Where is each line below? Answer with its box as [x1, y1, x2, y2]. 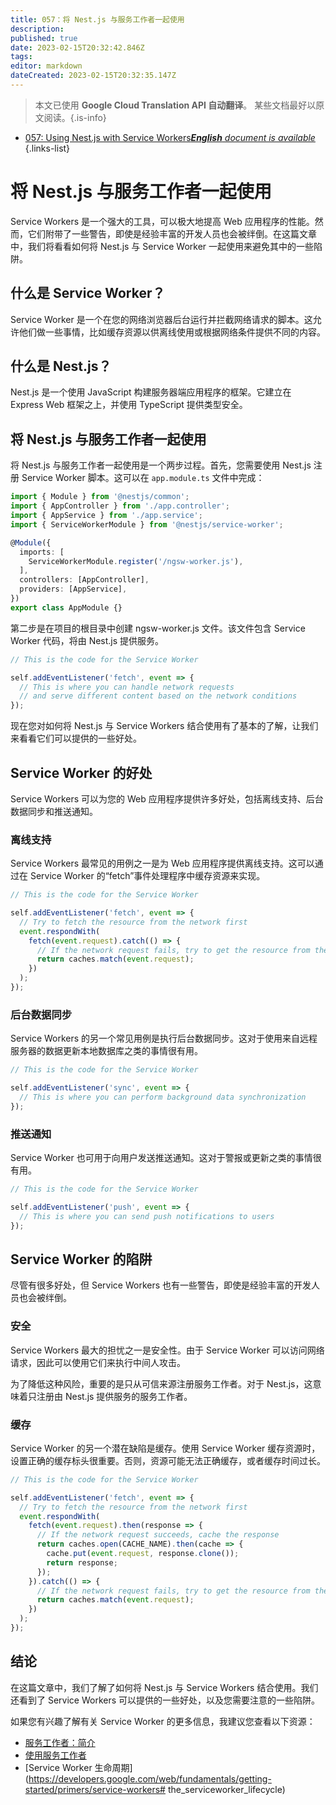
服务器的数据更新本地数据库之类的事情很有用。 [10, 1045, 203, 1057]
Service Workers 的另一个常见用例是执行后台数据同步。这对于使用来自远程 [10, 1032, 318, 1045]
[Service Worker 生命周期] [24, 1761, 133, 1773]
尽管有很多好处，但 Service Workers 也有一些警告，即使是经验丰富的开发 [10, 1279, 312, 1291]
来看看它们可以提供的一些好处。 [10, 732, 142, 745]
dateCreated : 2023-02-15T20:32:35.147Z [10, 71, 177, 81]
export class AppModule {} [10, 602, 123, 613]
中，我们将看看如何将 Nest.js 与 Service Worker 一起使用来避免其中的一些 [10, 240, 315, 252]
